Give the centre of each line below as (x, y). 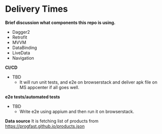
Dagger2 (21, 32)
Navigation (23, 58)
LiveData (21, 53)
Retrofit (20, 37)
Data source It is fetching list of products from (52, 121)
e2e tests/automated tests (33, 97)
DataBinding (24, 47)
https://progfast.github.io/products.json (45, 126)
